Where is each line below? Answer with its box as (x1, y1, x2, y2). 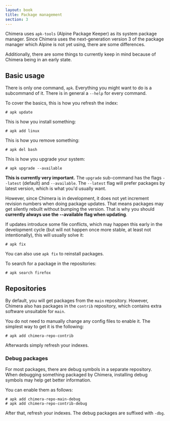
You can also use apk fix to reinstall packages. (5, 251, 104, 257)
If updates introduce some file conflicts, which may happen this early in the (5, 221, 163, 227)
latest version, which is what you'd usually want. (5, 185, 107, 192)
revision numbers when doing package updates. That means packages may (5, 201, 164, 207)
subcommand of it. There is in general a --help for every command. (5, 90, 147, 96)
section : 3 (5, 17, 28, 22)
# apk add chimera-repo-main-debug (5, 397, 81, 402)
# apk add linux (5, 129, 40, 134)
